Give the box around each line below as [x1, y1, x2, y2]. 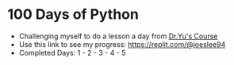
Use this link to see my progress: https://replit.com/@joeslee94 [18, 39, 226, 49]
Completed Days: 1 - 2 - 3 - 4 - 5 [18, 48, 126, 57]
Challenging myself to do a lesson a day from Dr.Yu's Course [18, 31, 218, 41]
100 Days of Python [7, 5, 140, 23]
